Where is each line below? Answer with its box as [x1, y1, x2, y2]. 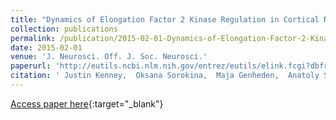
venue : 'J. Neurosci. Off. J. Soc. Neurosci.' [10, 52, 208, 62]
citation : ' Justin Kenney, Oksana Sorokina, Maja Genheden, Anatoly [10, 71, 320, 81]
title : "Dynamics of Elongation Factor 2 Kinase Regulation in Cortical [10, 14, 320, 25]
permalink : [10, 33, 56, 43]
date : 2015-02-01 [10, 42, 83, 53]
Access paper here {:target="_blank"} [10, 97, 164, 110]
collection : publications [10, 24, 118, 34]
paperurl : [10, 61, 52, 71]
